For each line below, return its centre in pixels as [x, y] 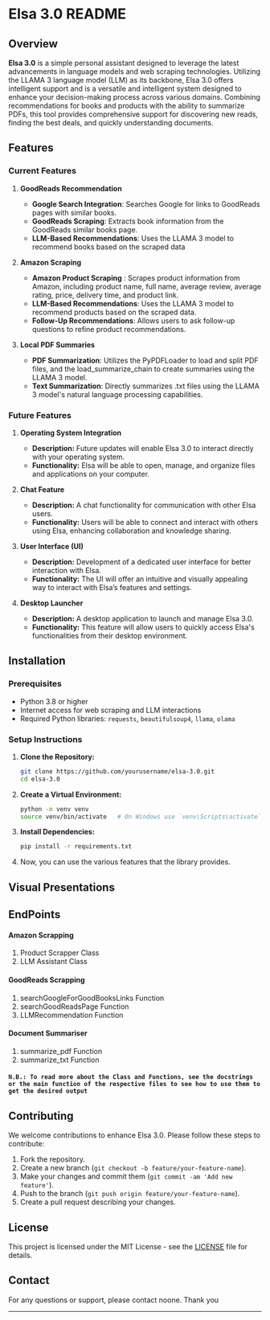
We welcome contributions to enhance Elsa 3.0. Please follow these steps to [135, 1135]
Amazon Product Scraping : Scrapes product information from [136, 277]
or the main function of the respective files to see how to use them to [135, 1084]
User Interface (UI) [52, 546]
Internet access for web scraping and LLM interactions [110, 710]
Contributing [41, 1115]
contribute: [27, 1144]
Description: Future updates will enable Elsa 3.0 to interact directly [143, 448]
